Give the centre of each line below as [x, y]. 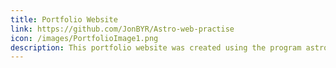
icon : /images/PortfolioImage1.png [84, 38]
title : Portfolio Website [64, 19]
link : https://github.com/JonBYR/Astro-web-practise [122, 29]
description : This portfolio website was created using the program [156, 47]
